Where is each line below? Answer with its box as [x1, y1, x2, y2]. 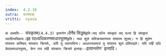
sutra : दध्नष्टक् [5, 12, 35, 17]
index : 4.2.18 [5, 7, 37, 12]
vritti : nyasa [5, 16, 37, 21]
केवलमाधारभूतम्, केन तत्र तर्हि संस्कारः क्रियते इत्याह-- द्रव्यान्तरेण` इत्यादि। [5, 46, 117, 52]
